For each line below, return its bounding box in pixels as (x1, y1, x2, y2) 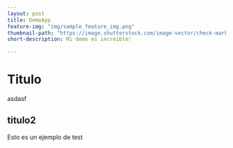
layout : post (7, 10, 45, 17)
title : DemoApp (7, 17, 51, 24)
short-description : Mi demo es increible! (7, 36, 132, 43)
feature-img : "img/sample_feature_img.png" (7, 23, 135, 30)
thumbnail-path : (7, 29, 54, 37)
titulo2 (7, 115, 36, 127)
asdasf (7, 95, 27, 103)
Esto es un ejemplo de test (7, 133, 83, 141)
